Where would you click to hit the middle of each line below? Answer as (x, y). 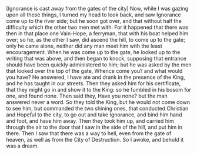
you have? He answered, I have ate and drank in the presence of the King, (96, 77)
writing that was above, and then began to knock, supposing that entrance (96, 58)
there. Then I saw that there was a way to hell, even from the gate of (89, 133)
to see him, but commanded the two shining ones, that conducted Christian (97, 108)
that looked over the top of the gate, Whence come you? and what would (94, 71)
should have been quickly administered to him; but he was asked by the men (99, 65)
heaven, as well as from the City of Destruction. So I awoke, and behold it (95, 140)
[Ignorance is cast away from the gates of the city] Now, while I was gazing (97, 9)
